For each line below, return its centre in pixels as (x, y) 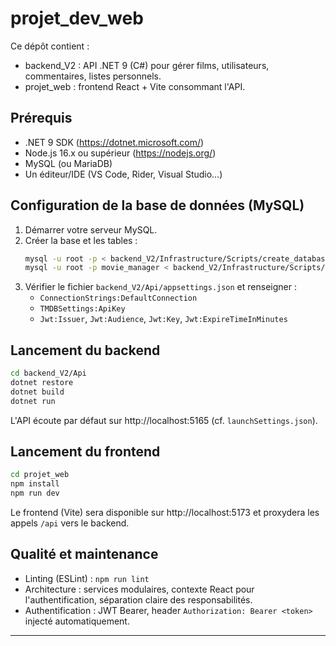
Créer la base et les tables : (81, 240)
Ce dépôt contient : (50, 46)
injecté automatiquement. (77, 621)
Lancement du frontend (85, 452)
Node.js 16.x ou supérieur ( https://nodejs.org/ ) (120, 153)
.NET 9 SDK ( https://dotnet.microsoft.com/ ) (114, 142)
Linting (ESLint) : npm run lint (87, 578)
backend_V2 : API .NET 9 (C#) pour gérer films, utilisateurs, (147, 65)
